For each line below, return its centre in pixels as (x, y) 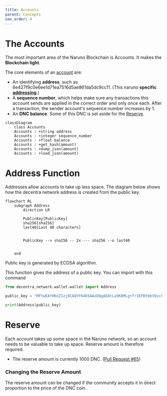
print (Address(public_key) (33, 305)
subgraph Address (32, 206)
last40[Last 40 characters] (52, 228)
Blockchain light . (23, 63)
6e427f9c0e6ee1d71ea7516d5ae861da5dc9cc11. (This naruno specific (84, 87)
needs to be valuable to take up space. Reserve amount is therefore (75, 344)
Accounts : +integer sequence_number (53, 136)
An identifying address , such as (45, 82)
